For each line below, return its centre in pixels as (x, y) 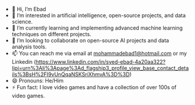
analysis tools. (29, 47)
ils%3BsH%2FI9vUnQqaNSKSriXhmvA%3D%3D (71, 74)
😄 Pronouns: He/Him (38, 81)
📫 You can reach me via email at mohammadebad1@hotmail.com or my (99, 53)
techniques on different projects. (51, 34)
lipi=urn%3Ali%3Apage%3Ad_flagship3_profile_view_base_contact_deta (100, 68)
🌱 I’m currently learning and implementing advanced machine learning (97, 28)
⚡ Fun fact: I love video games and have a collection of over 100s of (94, 87)
